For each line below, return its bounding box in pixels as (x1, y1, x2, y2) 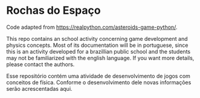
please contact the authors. (6, 61, 75, 68)
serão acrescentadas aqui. (6, 85, 73, 92)
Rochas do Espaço (6, 4, 101, 17)
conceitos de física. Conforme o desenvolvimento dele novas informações (6, 79, 192, 86)
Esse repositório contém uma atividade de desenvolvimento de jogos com (6, 72, 190, 79)
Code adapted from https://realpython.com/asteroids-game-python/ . (6, 23, 178, 31)
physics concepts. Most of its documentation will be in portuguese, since (6, 41, 189, 49)
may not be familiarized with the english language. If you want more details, (6, 54, 195, 61)
